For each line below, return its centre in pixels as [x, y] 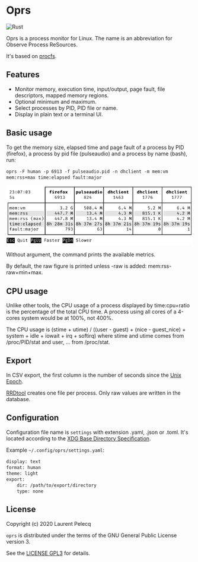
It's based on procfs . [31, 56]
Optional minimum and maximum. [55, 101]
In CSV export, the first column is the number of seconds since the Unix [94, 375]
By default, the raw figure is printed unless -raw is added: [76, 266]
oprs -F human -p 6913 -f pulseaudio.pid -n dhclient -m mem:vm [87, 172]
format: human [24, 467]
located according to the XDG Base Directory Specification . [79, 438]
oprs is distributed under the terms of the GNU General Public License [92, 535]
